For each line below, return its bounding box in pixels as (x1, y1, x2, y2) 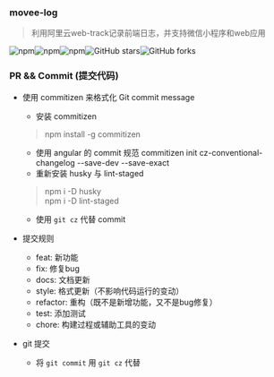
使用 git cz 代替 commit (35, 213, 126, 225)
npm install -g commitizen (44, 128, 141, 140)
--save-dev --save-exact (77, 157, 170, 167)
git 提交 (21, 338, 51, 348)
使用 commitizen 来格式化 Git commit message (21, 91, 195, 102)
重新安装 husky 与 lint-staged (35, 167, 144, 178)
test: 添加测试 (35, 307, 87, 319)
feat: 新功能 (35, 252, 79, 262)
